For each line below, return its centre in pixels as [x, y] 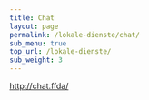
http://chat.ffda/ [39, 86]
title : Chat [32, 18]
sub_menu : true [38, 43]
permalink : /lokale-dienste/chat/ [75, 35]
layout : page [34, 26]
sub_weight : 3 [36, 60]
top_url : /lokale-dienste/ [60, 52]
